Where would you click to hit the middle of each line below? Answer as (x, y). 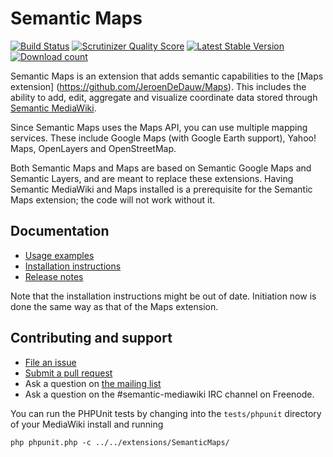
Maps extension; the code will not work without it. (113, 199)
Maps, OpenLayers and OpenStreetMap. (93, 148)
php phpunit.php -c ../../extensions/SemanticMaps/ (120, 442)
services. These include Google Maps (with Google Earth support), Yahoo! (163, 138)
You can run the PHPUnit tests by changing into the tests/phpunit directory (166, 413)
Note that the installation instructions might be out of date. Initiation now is (163, 296)
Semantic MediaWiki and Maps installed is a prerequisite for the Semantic (161, 189)
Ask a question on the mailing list (93, 383)
